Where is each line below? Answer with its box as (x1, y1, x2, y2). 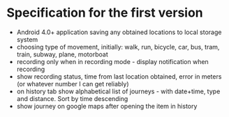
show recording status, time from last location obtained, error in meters (16, 72, 222, 81)
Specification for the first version (6, 5, 203, 21)
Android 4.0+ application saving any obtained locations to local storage (16, 28, 222, 36)
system (16, 35, 38, 43)
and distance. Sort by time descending (16, 94, 128, 102)
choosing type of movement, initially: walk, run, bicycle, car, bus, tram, (16, 42, 220, 51)
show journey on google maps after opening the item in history (16, 102, 198, 110)
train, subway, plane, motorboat (16, 50, 109, 58)
